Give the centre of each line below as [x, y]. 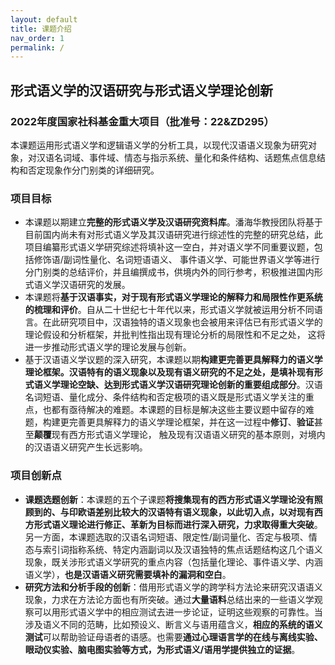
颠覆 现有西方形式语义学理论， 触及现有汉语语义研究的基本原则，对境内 [179, 435]
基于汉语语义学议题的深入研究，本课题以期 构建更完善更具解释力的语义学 [173, 360]
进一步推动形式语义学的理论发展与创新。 [108, 347]
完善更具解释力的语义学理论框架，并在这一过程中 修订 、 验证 [191, 422]
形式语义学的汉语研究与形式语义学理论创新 [141, 90]
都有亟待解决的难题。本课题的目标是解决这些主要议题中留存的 [178, 410]
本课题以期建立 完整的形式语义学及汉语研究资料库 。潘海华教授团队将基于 [173, 222]
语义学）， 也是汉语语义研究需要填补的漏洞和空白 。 [128, 574]
